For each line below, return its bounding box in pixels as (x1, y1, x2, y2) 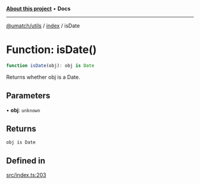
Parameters (6, 91, 51, 101)
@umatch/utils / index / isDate (6, 22, 80, 29)
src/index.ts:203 (6, 171, 46, 179)
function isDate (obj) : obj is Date (6, 63, 95, 68)
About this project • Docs (6, 5, 71, 12)
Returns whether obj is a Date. (6, 73, 80, 80)
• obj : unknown (6, 107, 40, 114)
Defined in (6, 155, 46, 166)
